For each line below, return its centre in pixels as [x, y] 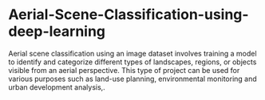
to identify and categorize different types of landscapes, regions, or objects [132, 62]
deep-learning [57, 31]
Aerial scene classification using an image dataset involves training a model [132, 53]
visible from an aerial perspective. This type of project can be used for [124, 70]
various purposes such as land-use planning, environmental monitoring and [132, 79]
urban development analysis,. [57, 87]
